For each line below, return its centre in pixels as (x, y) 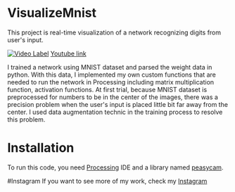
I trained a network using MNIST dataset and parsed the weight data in (110, 67)
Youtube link (68, 53)
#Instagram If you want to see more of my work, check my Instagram (107, 181)
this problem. (26, 119)
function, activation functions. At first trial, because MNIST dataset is (107, 89)
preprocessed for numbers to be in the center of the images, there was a (113, 97)
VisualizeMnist (52, 13)
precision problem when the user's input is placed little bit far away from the (118, 104)
